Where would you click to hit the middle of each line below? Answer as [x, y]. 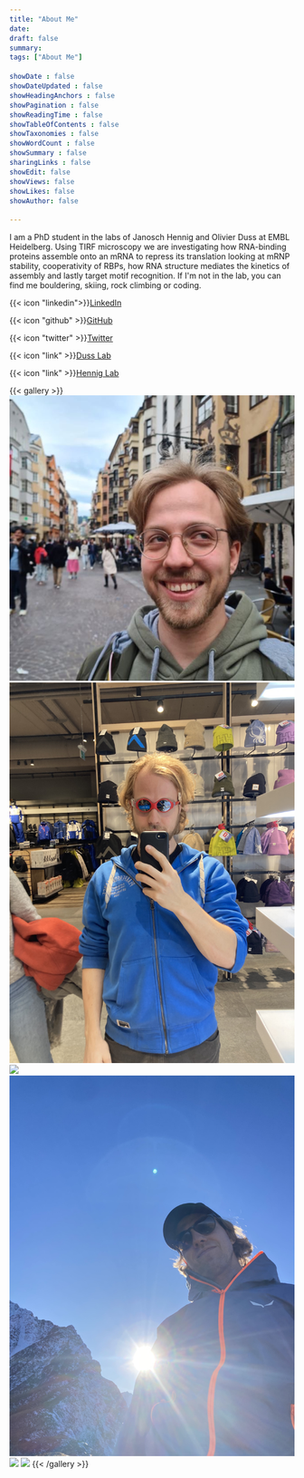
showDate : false [42, 77]
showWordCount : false [52, 144]
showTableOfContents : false [64, 124]
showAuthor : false [44, 201]
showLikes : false [42, 191]
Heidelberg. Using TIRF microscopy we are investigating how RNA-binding [148, 247]
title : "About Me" [44, 19]
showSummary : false [48, 153]
